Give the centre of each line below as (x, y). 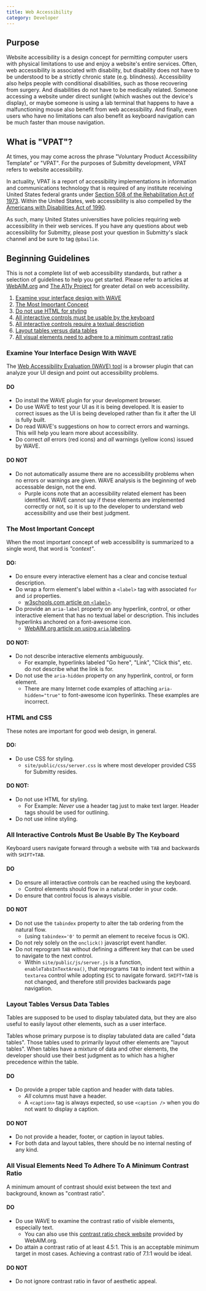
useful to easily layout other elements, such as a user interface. (86, 1024)
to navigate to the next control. (54, 956)
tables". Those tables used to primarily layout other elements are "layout (97, 1043)
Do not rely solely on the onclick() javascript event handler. (91, 943)
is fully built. (31, 420)
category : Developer (33, 18)
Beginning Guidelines (48, 258)
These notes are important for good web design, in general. (82, 731)
